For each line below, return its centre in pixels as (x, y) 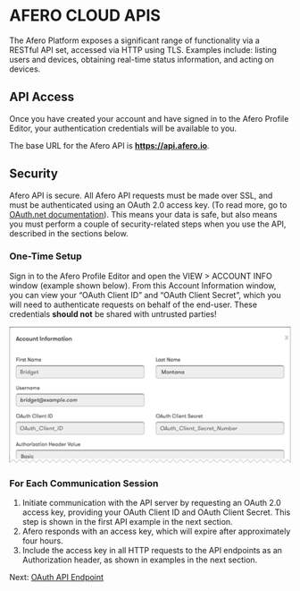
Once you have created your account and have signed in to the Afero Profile (149, 118)
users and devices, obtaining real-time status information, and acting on (142, 59)
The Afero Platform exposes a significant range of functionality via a (135, 40)
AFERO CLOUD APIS (85, 16)
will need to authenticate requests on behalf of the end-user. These (133, 304)
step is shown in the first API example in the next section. (128, 522)
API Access (42, 97)
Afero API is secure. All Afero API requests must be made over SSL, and (141, 195)
